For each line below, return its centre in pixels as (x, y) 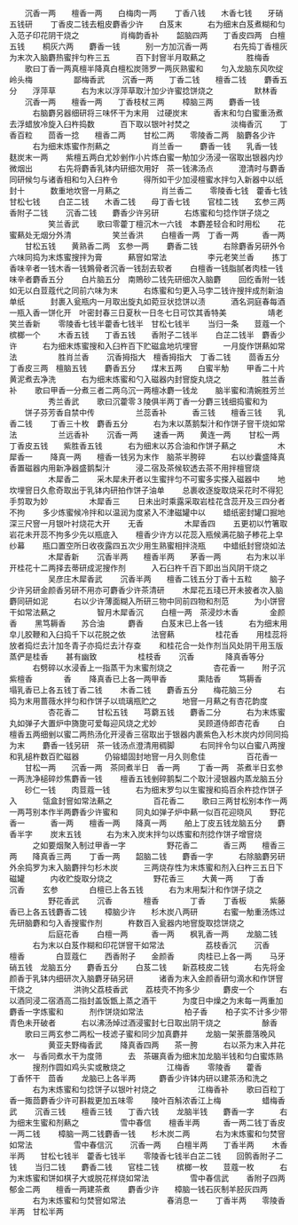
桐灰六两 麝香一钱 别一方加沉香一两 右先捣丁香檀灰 (165, 46)
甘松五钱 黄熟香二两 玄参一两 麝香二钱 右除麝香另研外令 (155, 246)
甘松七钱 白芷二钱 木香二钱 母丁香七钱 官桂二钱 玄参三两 (147, 202)
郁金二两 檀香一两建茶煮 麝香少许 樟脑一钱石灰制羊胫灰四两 (138, 1189)
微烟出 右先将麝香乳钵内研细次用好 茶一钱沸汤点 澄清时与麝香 (147, 168)
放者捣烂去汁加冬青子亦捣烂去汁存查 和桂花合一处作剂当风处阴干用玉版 (146, 645)
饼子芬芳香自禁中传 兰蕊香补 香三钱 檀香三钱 (143, 412)
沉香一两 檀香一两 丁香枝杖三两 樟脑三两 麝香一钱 (142, 102)
